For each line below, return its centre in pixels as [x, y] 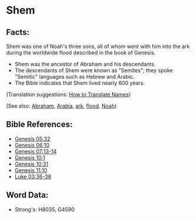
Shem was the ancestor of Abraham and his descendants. [85, 64]
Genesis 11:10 [31, 170]
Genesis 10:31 [31, 164]
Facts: [18, 32]
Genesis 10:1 [30, 157]
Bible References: [39, 125]
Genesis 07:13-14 [36, 151]
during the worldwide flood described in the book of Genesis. [81, 53]
